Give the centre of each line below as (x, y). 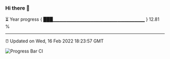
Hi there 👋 (18, 8)
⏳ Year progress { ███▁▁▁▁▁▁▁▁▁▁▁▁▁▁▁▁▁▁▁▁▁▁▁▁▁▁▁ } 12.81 (82, 19)
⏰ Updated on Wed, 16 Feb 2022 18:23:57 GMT (54, 41)
